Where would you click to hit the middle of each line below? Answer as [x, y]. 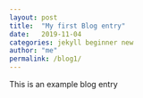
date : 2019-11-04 [46, 34]
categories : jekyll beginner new [71, 42]
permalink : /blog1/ [46, 59]
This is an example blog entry [63, 84]
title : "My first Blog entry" [67, 26]
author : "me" [34, 51]
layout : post [34, 17]
